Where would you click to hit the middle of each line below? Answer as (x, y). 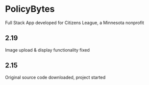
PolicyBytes (30, 9)
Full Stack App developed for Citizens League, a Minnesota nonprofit (75, 23)
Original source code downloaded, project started (55, 77)
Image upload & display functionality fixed (47, 50)
